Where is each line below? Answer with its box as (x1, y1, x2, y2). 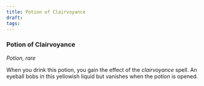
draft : (6, 15, 23, 21)
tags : (6, 20, 20, 26)
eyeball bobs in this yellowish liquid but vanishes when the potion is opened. (6, 73, 198, 80)
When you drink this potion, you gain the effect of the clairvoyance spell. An (6, 66, 197, 73)
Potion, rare (6, 54, 36, 62)
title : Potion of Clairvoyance (6, 9, 86, 15)
